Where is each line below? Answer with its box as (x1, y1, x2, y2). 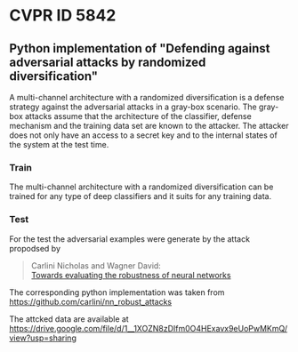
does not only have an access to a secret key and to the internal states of (9, 130, 278, 140)
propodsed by (9, 243, 60, 253)
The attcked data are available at (9, 313, 129, 324)
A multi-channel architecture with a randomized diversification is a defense (9, 92, 285, 102)
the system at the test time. (9, 140, 109, 149)
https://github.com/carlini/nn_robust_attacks (9, 296, 172, 307)
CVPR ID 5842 (9, 5, 117, 26)
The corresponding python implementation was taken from (9, 286, 225, 298)
